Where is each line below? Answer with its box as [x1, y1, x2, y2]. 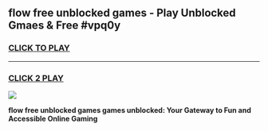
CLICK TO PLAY [8, 43, 70, 54]
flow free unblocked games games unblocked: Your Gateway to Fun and [8, 105, 251, 114]
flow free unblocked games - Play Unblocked [8, 6, 237, 20]
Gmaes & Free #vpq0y [8, 19, 121, 33]
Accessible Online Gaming [8, 114, 98, 123]
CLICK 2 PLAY [8, 72, 64, 83]
